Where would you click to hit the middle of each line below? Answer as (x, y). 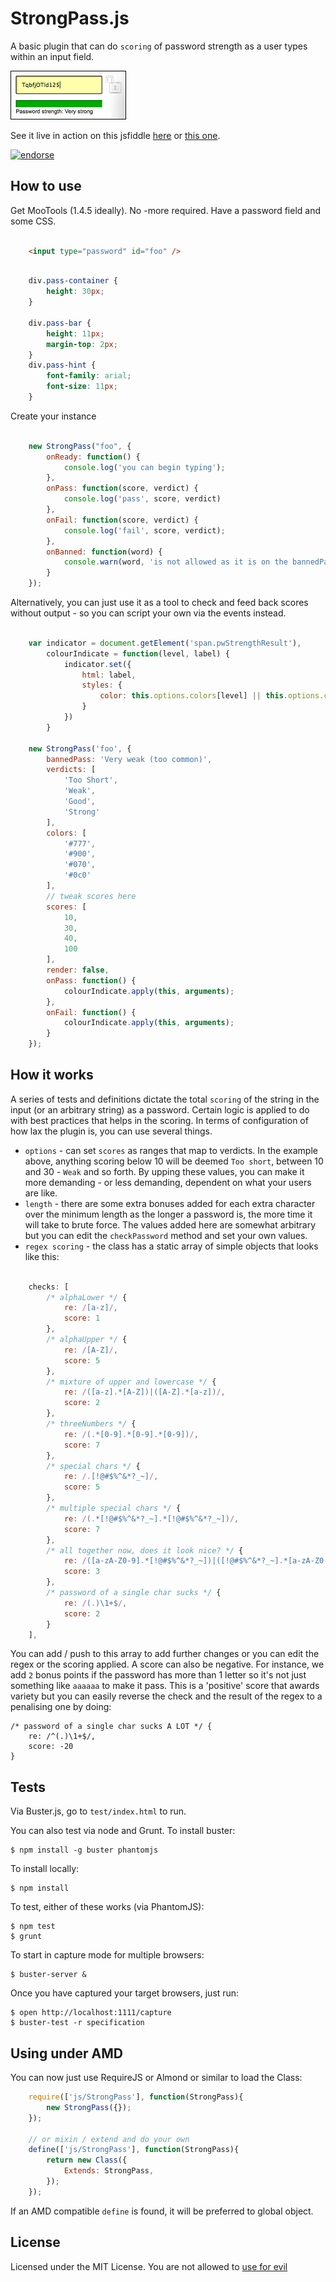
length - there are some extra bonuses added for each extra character (170, 1203)
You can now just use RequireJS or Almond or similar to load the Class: (156, 2078)
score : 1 (82, 1318)
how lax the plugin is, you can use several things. (111, 1131)
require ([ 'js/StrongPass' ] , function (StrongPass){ (136, 2097)
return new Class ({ (87, 2160)
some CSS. (33, 221)
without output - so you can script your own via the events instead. (148, 613)
